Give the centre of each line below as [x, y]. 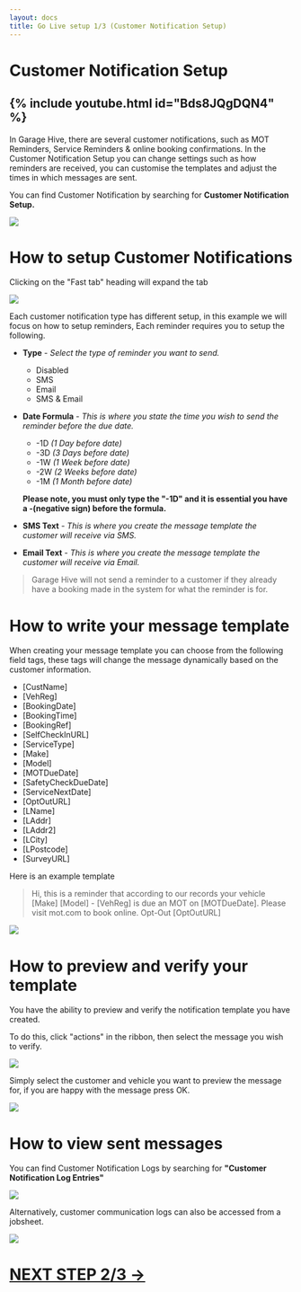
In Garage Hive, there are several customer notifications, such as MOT [139, 139]
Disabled [52, 370]
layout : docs [34, 18]
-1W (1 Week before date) [83, 463]
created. [25, 1020]
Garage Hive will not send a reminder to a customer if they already [154, 580]
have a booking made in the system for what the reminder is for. [150, 589]
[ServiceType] [48, 744]
